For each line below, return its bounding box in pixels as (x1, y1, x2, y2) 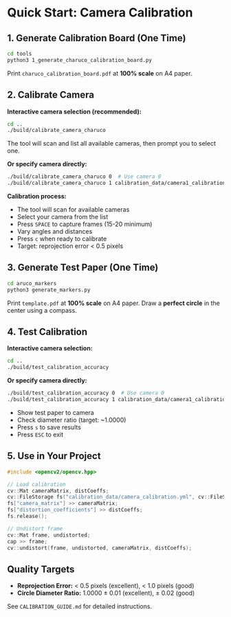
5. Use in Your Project (7, 450, 101, 462)
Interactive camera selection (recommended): (7, 107, 142, 115)
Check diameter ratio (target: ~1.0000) (16, 416, 126, 424)
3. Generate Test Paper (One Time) (7, 262, 159, 273)
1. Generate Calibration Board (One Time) (7, 32, 186, 44)
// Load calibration (7, 481, 67, 488)
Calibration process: (7, 192, 67, 201)
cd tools (7, 50, 32, 57)
